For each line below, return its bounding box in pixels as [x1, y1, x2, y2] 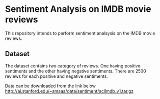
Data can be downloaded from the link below [5, 83, 96, 89]
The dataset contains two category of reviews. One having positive [5, 63, 141, 68]
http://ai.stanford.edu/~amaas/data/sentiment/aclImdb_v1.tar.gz [5, 88, 134, 94]
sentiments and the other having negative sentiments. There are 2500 [5, 68, 146, 74]
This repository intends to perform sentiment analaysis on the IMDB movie [5, 30, 156, 36]
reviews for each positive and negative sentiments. [5, 73, 108, 79]
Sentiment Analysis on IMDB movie [5, 3, 151, 15]
